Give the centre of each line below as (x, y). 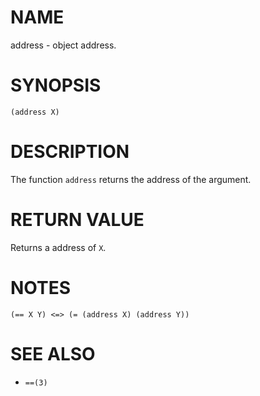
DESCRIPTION (70, 152)
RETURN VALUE (77, 220)
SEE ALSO (53, 353)
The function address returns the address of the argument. (131, 179)
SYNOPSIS (56, 85)
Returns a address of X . (58, 247)
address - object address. (63, 45)
